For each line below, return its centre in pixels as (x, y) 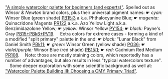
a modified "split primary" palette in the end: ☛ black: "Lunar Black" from (81, 39)
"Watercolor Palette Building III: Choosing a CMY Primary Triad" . (71, 71)
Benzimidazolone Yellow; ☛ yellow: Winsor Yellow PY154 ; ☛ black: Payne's (83, 28)
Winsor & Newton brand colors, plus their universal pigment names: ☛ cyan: (84, 12)
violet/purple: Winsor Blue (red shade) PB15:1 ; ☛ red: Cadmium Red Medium (84, 50)
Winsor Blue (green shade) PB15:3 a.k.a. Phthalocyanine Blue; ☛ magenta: (82, 18)
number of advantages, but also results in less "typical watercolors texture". (83, 60)
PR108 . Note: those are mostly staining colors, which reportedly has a (79, 55)
